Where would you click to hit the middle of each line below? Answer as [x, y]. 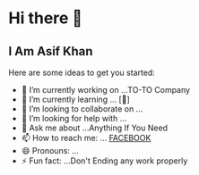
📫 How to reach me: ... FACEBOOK [86, 138]
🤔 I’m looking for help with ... [74, 118]
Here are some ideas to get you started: [82, 72]
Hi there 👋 [45, 18]
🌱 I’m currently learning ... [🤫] [76, 99]
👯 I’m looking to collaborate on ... [82, 109]
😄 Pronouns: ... [50, 150]
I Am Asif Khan [51, 51]
